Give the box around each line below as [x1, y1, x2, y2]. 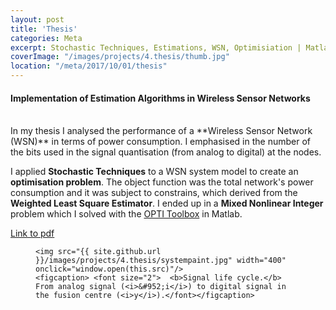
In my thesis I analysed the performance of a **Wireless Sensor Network [10, 125, 313, 137]
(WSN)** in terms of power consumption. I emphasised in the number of [10, 136, 311, 148]
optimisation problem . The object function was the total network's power [10, 176, 314, 188]
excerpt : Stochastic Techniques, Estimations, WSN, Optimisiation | [10, 42, 302, 53]
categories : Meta [10, 33, 83, 43]
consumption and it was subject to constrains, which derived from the [10, 187, 298, 199]
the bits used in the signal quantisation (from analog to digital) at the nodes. [10, 146, 322, 158]
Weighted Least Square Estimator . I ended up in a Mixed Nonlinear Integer [10, 197, 324, 210]
